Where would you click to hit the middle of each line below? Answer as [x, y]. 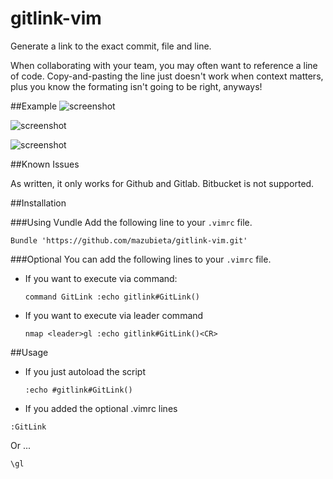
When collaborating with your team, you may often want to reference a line [164, 65]
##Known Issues [45, 164]
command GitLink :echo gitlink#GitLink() [112, 297]
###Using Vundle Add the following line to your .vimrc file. [131, 222]
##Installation [38, 203]
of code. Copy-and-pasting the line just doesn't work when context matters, [167, 76]
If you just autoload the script [85, 371]
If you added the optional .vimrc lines [101, 408]
